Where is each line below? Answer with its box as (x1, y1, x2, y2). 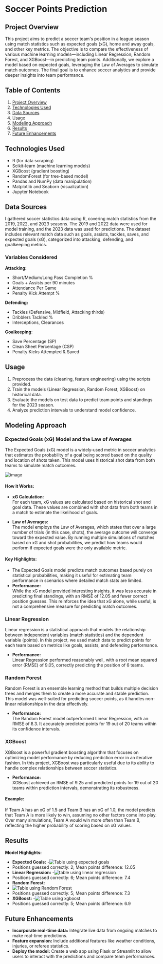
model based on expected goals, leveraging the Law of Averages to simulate (5, 62, 159, 67)
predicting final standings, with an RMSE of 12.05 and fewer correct (12, 593, 147, 599)
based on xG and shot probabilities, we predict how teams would (12, 540, 143, 546)
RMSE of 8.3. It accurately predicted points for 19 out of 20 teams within (12, 721, 157, 727)
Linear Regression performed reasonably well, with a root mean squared (12, 657, 157, 663)
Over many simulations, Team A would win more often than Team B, (5, 817, 141, 823)
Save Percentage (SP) (12, 338, 56, 344)
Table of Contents (5, 86, 61, 95)
